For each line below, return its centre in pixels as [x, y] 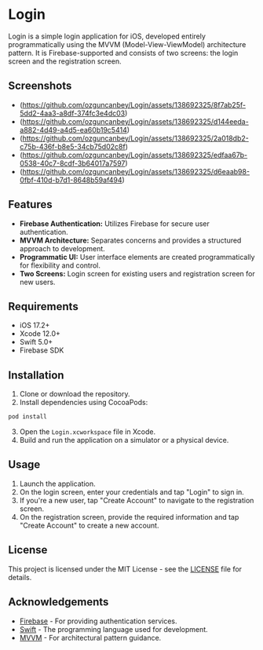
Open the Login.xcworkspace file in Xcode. [88, 432]
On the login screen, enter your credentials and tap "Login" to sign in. [132, 491]
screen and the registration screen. [65, 61]
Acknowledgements [58, 602]
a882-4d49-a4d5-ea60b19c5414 [73, 130]
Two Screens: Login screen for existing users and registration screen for [137, 273]
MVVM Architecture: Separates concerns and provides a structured [130, 240]
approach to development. [62, 248]
